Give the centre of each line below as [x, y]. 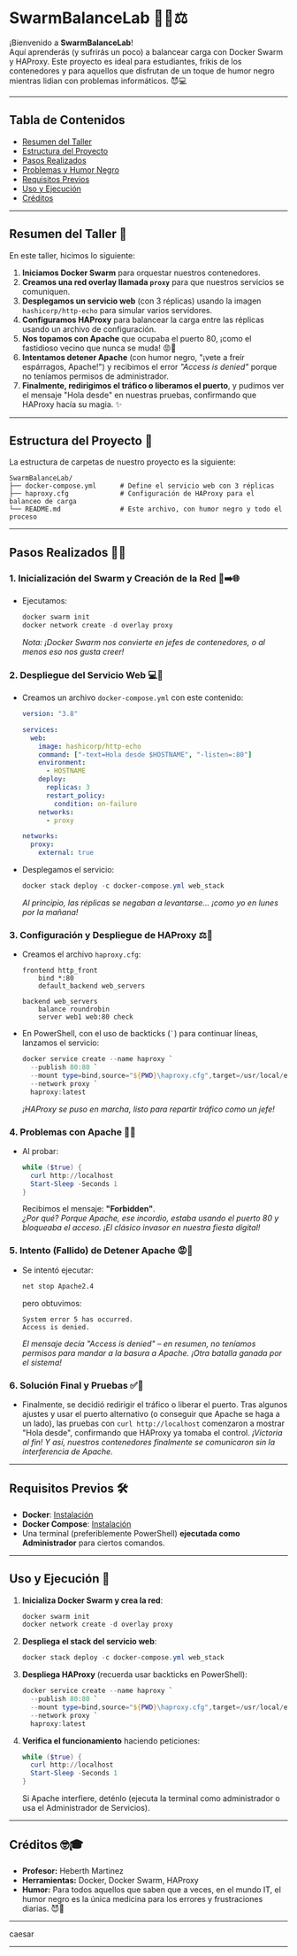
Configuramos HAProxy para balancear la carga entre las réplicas [143, 320]
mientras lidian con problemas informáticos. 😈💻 [98, 81]
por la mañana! [50, 912]
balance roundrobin [74, 1009]
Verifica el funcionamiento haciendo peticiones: [111, 1740]
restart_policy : [76, 796]
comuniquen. [46, 291]
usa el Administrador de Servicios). [86, 1808]
